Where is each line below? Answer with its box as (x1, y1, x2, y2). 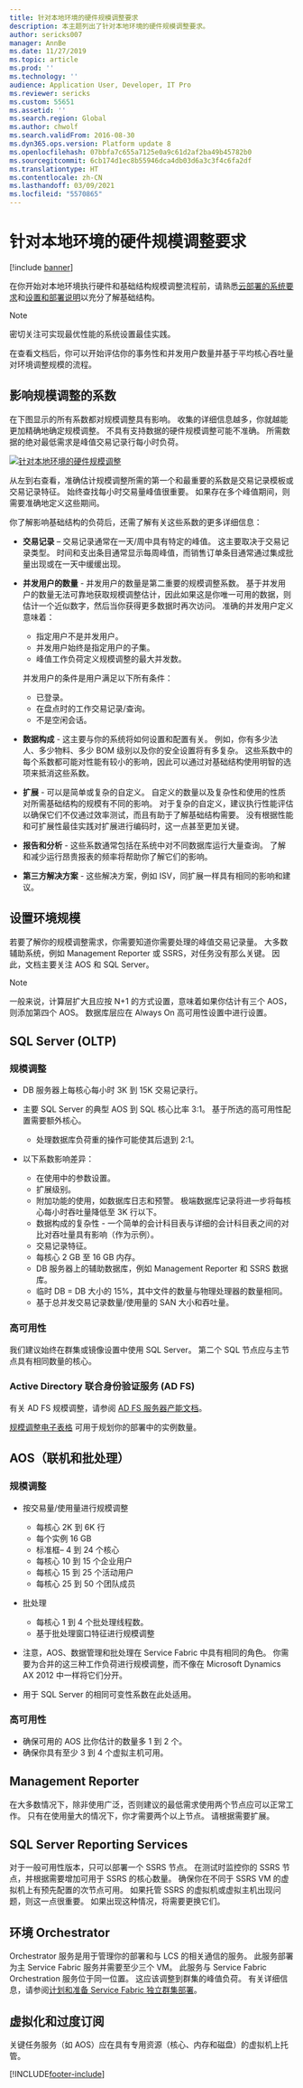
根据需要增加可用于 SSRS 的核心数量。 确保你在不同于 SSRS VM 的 (32, 1873, 281, 1885)
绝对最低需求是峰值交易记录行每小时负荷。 (24, 436, 183, 447)
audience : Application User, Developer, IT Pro (9, 80, 192, 89)
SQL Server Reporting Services (9, 1837, 188, 1853)
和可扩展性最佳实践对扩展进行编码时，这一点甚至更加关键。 (22, 820, 244, 832)
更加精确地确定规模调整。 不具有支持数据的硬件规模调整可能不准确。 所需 (9, 425, 282, 436)
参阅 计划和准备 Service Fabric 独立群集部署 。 (32, 1985, 203, 1996)
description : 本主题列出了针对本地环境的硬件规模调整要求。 (9, 22, 210, 31)
